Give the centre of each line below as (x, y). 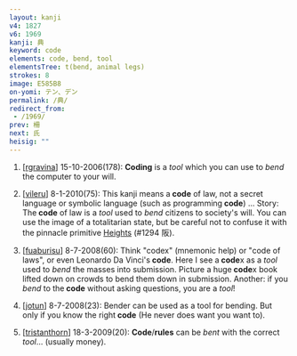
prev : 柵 (24, 125)
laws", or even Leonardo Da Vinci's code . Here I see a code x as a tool (150, 260)
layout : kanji (36, 17)
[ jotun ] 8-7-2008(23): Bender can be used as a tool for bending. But (147, 305)
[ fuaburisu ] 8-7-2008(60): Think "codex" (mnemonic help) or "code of (151, 250)
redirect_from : (37, 109)
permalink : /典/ (39, 100)
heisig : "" (29, 142)
